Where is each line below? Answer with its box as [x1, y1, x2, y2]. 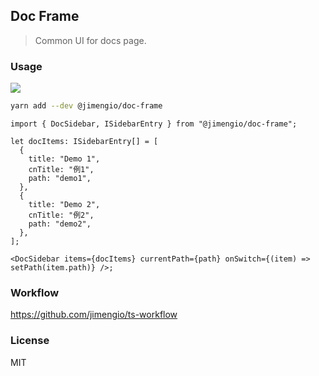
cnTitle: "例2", [28, 210, 95, 220]
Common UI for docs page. [34, 34, 147, 46]
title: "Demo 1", [28, 154, 101, 164]
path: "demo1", [28, 173, 92, 183]
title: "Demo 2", [28, 199, 101, 209]
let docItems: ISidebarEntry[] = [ [10, 136, 159, 146]
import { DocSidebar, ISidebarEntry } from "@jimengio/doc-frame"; [10, 119, 298, 129]
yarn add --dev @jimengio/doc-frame [10, 101, 163, 111]
